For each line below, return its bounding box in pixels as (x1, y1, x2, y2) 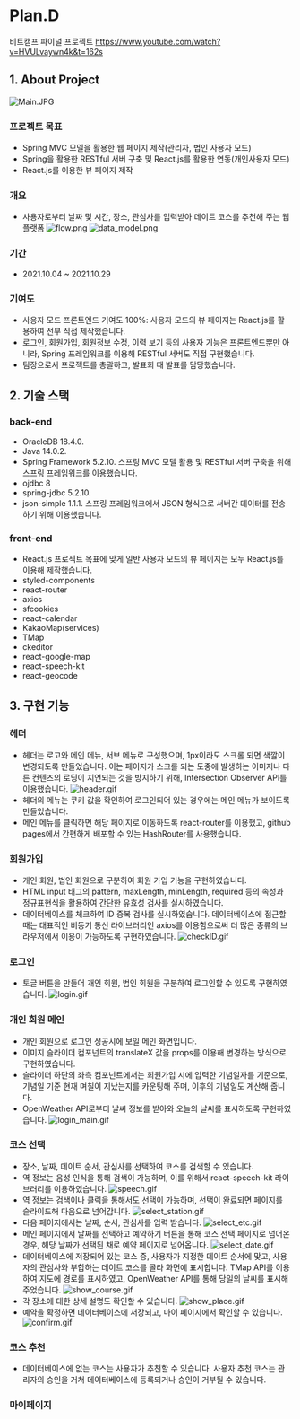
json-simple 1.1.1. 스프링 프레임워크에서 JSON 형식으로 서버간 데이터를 (21, 497, 270, 508)
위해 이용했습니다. (39, 509, 102, 520)
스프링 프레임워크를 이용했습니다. (21, 468, 138, 478)
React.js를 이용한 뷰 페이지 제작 (21, 165, 133, 176)
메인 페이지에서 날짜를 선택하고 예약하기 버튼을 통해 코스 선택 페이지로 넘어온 (21, 1228, 291, 1239)
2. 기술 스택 (9, 388, 70, 404)
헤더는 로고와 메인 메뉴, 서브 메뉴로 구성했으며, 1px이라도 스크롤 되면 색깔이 (21, 749, 286, 760)
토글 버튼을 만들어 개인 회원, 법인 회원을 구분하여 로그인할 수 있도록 (21, 977, 257, 988)
